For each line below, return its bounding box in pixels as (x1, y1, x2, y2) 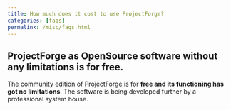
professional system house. (7, 95, 88, 104)
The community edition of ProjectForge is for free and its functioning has (7, 79, 225, 89)
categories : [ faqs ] (7, 17, 66, 24)
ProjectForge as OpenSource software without (7, 50, 218, 62)
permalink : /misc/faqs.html (7, 23, 91, 31)
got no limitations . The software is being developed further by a (7, 87, 197, 96)
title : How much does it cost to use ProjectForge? (7, 10, 164, 18)
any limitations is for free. (7, 61, 123, 73)
